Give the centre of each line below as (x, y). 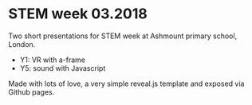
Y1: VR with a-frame (53, 60)
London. (22, 44)
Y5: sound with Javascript (63, 68)
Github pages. (31, 91)
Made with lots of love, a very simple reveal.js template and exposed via (126, 84)
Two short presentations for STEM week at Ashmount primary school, (123, 36)
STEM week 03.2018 (78, 14)
